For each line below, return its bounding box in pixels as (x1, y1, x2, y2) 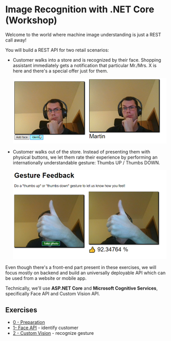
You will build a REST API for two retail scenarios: (5, 47, 109, 53)
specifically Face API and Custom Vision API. (5, 291, 100, 297)
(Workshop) (5, 14, 57, 26)
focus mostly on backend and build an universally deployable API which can (5, 270, 166, 276)
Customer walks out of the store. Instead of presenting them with (12, 149, 151, 155)
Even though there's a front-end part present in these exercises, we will (5, 264, 157, 271)
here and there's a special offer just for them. (12, 68, 109, 74)
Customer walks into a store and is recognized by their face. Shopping (12, 56, 161, 63)
